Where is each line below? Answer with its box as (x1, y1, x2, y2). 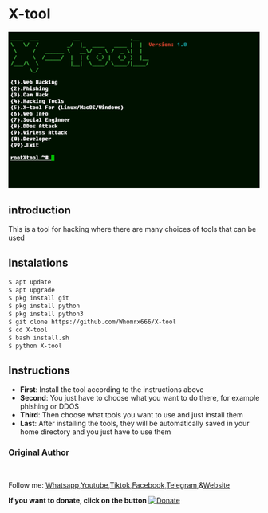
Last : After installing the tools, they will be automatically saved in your (19, 418, 250, 428)
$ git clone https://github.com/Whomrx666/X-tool (8, 318, 177, 327)
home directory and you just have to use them (19, 427, 171, 437)
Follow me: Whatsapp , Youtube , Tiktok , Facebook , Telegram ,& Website (8, 480, 231, 490)
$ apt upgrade (8, 286, 56, 295)
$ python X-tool (8, 342, 62, 350)
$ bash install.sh (8, 334, 69, 343)
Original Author (8, 447, 69, 458)
